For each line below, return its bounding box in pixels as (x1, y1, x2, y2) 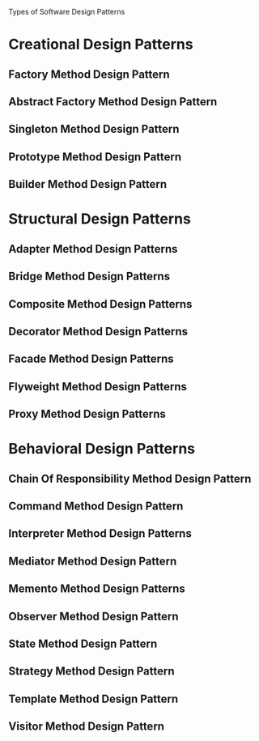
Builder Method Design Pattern (8, 177, 168, 191)
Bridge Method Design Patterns (8, 270, 171, 283)
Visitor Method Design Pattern (8, 720, 164, 734)
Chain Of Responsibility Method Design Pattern (8, 471, 252, 485)
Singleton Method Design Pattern (8, 122, 180, 136)
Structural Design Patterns (8, 210, 192, 228)
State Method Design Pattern (8, 637, 158, 650)
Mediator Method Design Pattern (8, 554, 177, 568)
